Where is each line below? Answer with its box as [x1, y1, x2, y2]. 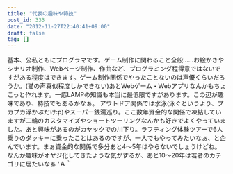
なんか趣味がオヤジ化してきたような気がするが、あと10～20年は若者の [7, 151, 210, 159]
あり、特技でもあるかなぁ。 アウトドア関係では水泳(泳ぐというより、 [19, 99, 218, 107]
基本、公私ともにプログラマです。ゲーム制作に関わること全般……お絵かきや [7, 56, 225, 64]
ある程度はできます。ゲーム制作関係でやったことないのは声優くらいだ [19, 73, 219, 82]
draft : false [7, 29, 45, 37]
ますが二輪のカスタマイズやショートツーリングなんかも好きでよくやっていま [7, 116, 226, 125]
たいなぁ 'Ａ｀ [31, 160, 72, 168]
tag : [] [7, 36, 30, 43]
